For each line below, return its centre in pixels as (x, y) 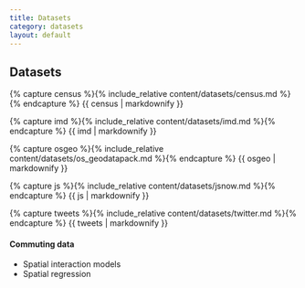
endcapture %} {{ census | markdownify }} (103, 104)
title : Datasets (40, 18)
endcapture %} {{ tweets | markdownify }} (89, 223)
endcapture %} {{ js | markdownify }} (79, 196)
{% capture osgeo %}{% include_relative (87, 149)
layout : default (40, 35)
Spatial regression (57, 274)
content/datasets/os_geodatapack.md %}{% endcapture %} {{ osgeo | (142, 159)
